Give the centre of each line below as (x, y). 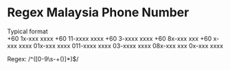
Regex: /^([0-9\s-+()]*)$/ (43, 58)
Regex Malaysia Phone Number (98, 13)
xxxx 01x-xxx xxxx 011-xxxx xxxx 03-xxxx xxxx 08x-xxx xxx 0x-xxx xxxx (121, 46)
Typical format (27, 31)
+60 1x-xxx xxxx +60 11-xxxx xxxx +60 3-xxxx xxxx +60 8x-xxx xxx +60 (110, 38)
